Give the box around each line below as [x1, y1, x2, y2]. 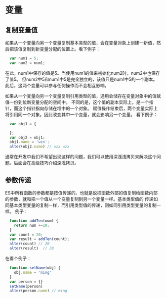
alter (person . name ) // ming [9, 288, 68, 294]
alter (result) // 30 [9, 246, 54, 251]
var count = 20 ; [9, 232, 43, 237]
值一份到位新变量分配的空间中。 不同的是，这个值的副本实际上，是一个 [5, 99, 149, 105]
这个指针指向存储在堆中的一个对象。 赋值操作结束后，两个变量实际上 [18, 105, 158, 111]
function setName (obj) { [9, 265, 61, 270]
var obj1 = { [9, 121, 37, 126]
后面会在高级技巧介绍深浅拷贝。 [13, 160, 79, 166]
